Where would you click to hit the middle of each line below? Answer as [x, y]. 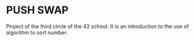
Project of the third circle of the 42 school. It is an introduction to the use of [97, 26]
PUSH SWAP [37, 10]
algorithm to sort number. [37, 32]
